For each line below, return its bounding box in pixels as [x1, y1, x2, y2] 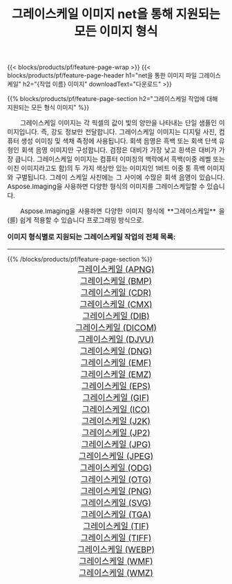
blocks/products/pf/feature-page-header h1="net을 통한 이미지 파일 [7, 71, 197, 80]
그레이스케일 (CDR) [80, 287, 152, 298]
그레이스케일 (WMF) [79, 556, 153, 567]
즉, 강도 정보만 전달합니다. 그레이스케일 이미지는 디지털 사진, [41, 127, 217, 137]
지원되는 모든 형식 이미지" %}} [7, 103, 90, 111]
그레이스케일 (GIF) [82, 392, 150, 403]
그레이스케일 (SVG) [80, 498, 152, 509]
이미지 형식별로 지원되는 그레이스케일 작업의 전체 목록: [7, 232, 176, 242]
